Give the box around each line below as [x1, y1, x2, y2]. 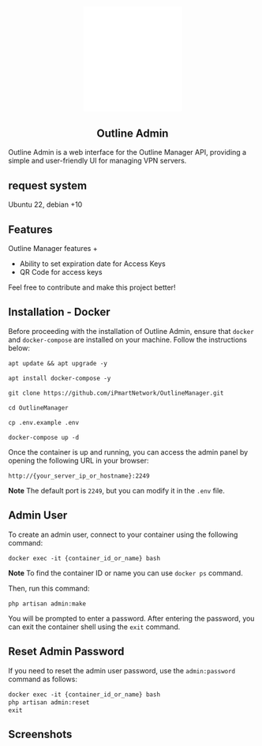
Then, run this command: [8, 583, 90, 593]
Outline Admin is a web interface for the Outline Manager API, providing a [8, 148, 247, 157]
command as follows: [8, 674, 77, 684]
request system [8, 178, 88, 192]
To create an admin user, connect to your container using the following [8, 530, 238, 539]
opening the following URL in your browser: [8, 455, 149, 465]
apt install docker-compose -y [8, 374, 111, 382]
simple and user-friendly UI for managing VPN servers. [8, 156, 187, 166]
